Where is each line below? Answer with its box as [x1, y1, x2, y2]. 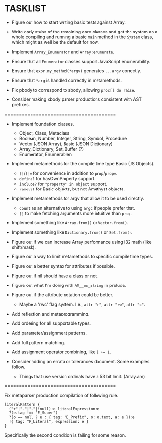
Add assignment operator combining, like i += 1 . [11, 349, 111, 355]
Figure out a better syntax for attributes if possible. [11, 263, 115, 269]
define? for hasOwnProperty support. [19, 175, 96, 181]
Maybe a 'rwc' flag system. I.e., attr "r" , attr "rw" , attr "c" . [19, 301, 146, 307]
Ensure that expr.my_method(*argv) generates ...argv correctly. [11, 67, 141, 74]
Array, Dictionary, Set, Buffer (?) [19, 146, 84, 152]
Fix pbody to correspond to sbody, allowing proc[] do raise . [11, 87, 136, 93]
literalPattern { [4, 402, 40, 407]
